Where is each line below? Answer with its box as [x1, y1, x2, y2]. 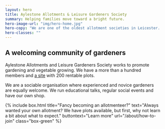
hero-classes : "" [5, 30, 41, 35]
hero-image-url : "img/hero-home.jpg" [5, 21, 83, 26]
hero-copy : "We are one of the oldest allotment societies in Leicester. [5, 26, 161, 31]
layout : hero [5, 7, 32, 12]
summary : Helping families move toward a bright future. [5, 16, 125, 21]
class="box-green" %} [15, 118, 62, 124]
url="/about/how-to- [114, 113, 157, 119]
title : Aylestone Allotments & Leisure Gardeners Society [5, 12, 127, 17]
